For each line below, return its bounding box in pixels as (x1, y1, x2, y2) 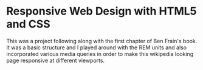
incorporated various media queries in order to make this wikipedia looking (6, 50, 194, 57)
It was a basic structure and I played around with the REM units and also (6, 44, 187, 51)
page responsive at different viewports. (6, 57, 105, 64)
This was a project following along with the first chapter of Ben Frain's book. (6, 37, 198, 44)
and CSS (6, 17, 50, 31)
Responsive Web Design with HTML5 (6, 4, 197, 18)
